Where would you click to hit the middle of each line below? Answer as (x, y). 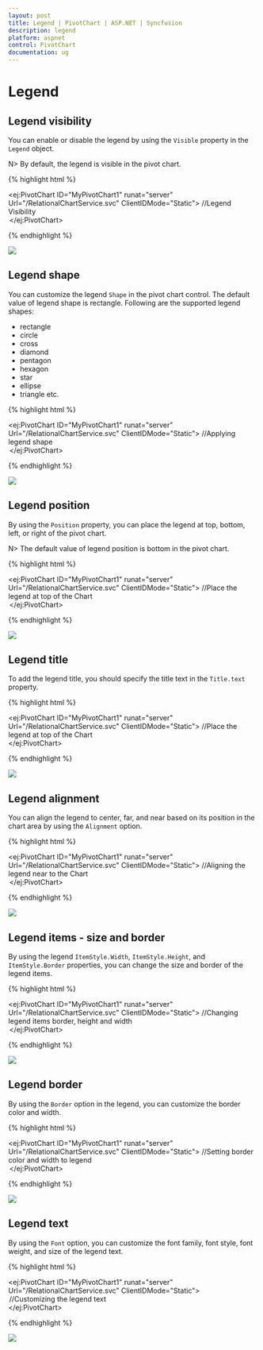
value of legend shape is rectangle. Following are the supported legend (124, 303)
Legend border (46, 1085)
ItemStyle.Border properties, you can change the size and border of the (126, 965)
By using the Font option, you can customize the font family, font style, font (131, 1243)
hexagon (34, 368)
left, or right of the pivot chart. (57, 533)
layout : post (30, 15)
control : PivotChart (42, 45)
